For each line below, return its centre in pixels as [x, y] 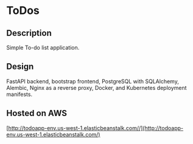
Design [20, 67]
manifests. [19, 94]
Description [29, 33]
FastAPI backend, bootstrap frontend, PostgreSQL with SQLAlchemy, [93, 81]
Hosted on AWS [37, 113]
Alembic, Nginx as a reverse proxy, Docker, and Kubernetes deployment [96, 87]
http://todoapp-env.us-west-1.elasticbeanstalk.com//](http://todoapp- [96, 128]
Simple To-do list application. [43, 47]
